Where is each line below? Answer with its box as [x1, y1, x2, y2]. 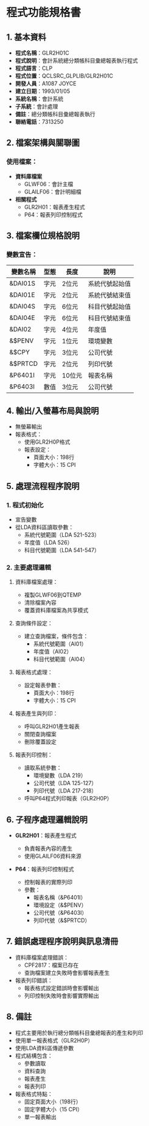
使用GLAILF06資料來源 [24, 852, 82, 860]
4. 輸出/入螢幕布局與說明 [6, 405, 99, 416]
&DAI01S [9, 279, 35, 288]
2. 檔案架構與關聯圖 [6, 138, 80, 148]
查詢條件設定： [15, 619, 53, 627]
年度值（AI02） [33, 648, 72, 655]
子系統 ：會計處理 [15, 103, 58, 110]
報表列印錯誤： [15, 977, 53, 984]
